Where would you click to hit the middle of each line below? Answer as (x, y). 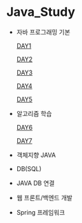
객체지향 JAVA (36, 155)
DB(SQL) (29, 168)
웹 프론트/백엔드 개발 (44, 197)
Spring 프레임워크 (41, 212)
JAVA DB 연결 (35, 183)
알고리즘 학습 (34, 113)
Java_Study (41, 12)
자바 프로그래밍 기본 (43, 32)
